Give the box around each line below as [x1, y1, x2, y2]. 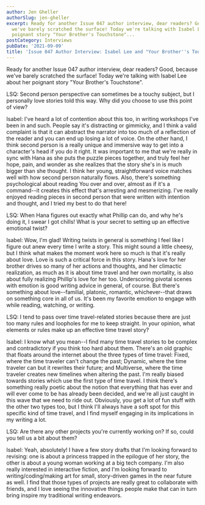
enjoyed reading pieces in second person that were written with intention [6, 193, 190, 201]
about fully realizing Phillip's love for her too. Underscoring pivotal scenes [6, 275, 192, 282]
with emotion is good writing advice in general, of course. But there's [6, 282, 180, 289]
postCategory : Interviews [6, 37, 72, 43]
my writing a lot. [6, 416, 47, 423]
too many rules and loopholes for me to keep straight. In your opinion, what [6, 319, 195, 327]
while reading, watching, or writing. [6, 301, 95, 309]
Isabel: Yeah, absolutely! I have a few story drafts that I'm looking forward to [6, 446, 198, 453]
